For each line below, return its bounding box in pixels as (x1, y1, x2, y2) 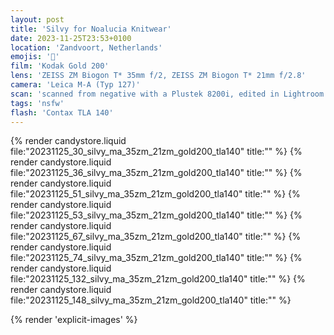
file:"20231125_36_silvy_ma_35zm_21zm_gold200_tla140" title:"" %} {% (10, 167, 303, 179)
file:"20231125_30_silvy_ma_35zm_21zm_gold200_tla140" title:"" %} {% (10, 146, 303, 158)
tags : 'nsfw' (10, 98, 65, 108)
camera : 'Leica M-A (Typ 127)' (10, 80, 141, 90)
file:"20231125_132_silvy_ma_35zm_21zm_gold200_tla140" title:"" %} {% (10, 273, 306, 285)
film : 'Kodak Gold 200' (10, 61, 110, 71)
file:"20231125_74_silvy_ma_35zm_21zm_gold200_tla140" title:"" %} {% (10, 252, 303, 264)
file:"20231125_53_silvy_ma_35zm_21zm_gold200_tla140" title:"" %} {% (10, 209, 303, 221)
